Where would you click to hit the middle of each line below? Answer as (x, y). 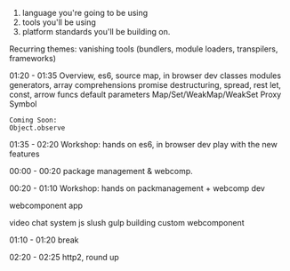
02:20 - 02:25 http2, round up (64, 257)
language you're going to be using (85, 13)
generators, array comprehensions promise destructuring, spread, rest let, (145, 85)
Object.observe (37, 128)
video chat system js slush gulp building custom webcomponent (127, 223)
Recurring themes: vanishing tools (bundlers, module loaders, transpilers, (144, 49)
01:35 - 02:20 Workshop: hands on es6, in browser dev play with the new (143, 144)
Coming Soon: (33, 120)
